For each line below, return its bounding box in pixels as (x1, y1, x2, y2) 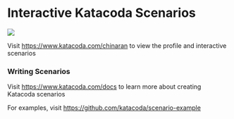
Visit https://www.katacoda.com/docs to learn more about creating (7, 82, 202, 91)
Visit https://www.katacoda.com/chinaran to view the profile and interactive (7, 41, 227, 50)
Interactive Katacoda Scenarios (7, 5, 196, 21)
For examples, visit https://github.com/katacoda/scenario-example (7, 104, 201, 112)
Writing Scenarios (7, 66, 70, 76)
